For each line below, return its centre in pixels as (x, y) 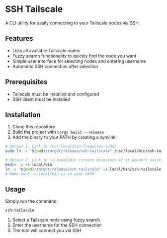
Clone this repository (34, 127)
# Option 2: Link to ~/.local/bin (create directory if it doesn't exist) (84, 160)
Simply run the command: (32, 201)
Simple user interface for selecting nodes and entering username (79, 61)
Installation (23, 115)
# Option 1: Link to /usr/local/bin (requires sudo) (61, 147)
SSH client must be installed (41, 99)
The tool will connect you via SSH (47, 231)
